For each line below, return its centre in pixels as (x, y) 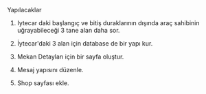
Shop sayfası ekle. (43, 83)
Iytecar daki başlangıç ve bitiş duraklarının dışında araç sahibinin (108, 23)
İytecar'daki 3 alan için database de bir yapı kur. (85, 43)
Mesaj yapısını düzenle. (50, 70)
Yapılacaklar (24, 10)
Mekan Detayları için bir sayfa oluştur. (70, 57)
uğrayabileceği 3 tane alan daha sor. (68, 30)
